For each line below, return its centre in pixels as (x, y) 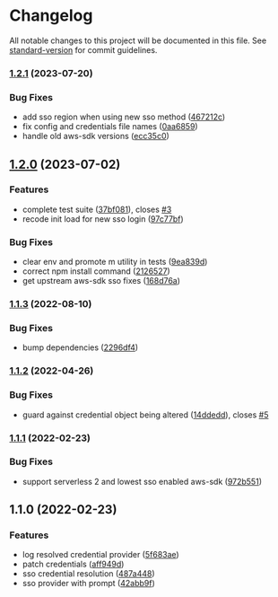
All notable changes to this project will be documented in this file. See (138, 40)
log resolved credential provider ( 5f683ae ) (100, 555)
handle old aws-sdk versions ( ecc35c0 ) (96, 136)
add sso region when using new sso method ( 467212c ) (124, 117)
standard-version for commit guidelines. (83, 49)
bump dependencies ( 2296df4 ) (80, 347)
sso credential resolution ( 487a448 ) (88, 574)
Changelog (51, 16)
